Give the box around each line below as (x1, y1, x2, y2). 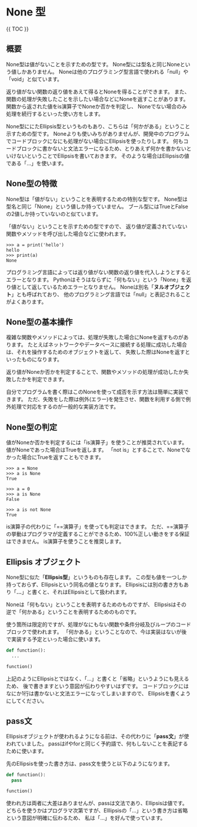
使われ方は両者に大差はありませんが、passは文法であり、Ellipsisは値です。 (6, 800, 188, 807)
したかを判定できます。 (11, 376, 68, 383)
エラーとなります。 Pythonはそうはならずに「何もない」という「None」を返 (6, 276, 192, 283)
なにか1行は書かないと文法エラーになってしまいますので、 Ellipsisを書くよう (6, 689, 191, 697)
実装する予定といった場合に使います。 (11, 636, 104, 643)
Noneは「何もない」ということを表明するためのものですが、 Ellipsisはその (6, 601, 187, 608)
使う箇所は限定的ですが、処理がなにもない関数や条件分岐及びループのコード (6, 621, 191, 628)
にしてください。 (6, 697, 48, 704)
